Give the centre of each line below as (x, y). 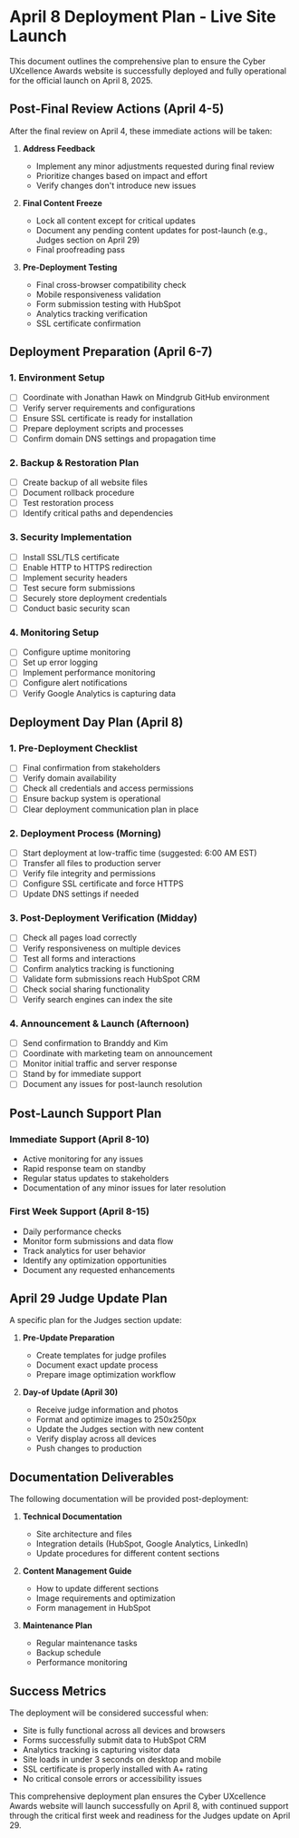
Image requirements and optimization (106, 1598)
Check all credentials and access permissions (108, 788)
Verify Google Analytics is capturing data (99, 693)
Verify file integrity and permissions (89, 873)
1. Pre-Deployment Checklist (73, 748)
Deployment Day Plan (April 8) (96, 722)
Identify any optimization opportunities (95, 1260)
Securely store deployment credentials (95, 598)
